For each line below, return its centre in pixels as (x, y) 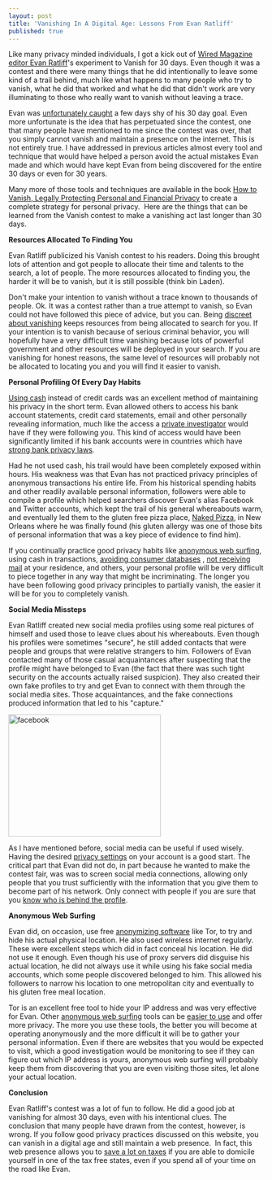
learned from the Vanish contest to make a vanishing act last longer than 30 (135, 216)
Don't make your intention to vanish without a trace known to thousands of (133, 297)
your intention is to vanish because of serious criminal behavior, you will (129, 332)
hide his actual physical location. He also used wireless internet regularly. (131, 940)
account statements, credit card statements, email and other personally (128, 415)
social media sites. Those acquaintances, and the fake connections (121, 695)
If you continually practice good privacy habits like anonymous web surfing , (135, 551)
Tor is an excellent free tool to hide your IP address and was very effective (133, 1008)
